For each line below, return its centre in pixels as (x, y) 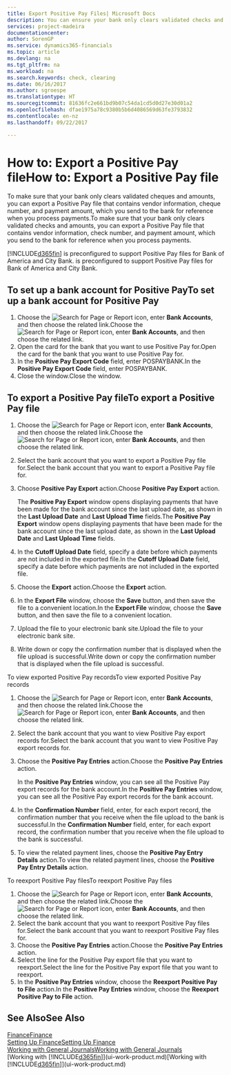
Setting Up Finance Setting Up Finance (61, 1042)
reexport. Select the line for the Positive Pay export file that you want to (118, 967)
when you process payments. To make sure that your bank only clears (106, 219)
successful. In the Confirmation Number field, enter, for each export (114, 825)
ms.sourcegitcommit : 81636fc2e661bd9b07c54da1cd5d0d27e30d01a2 (100, 103)
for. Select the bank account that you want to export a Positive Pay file (116, 468)
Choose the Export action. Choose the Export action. (92, 587)
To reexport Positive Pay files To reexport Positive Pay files (90, 881)
